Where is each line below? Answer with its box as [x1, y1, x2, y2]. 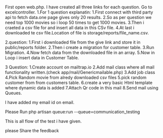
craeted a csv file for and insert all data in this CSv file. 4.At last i [5, 25, 135, 31]
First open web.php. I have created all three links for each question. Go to [5, 4, 152, 10]
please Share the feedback [5, 128, 59, 133]
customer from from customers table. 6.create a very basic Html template [5, 80, 153, 86]
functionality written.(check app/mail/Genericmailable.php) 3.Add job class [5, 69, 155, 75]
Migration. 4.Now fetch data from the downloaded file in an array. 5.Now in [5, 50, 155, 55]
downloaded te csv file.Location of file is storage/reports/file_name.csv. [5, 30, 149, 35]
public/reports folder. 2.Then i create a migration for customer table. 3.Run [5, 45, 154, 50]
